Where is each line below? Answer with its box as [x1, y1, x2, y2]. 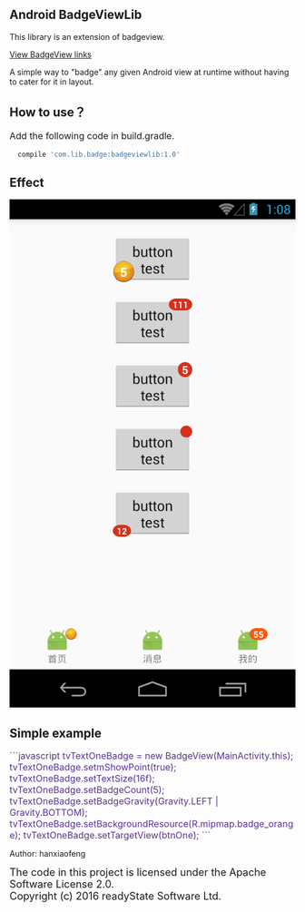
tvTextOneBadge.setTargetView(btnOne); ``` [23, 829, 212, 842]
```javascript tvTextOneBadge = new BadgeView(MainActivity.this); [9, 750, 294, 762]
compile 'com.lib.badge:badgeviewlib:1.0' [17, 150, 181, 159]
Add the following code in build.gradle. [9, 129, 175, 142]
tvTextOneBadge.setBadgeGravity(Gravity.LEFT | [9, 795, 219, 808]
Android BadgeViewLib [9, 7, 143, 23]
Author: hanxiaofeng [9, 848, 86, 859]
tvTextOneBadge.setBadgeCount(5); [9, 784, 165, 797]
